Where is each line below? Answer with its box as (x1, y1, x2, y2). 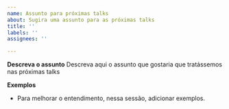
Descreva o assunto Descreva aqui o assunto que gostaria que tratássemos (7, 60, 223, 69)
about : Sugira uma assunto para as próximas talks (7, 16, 155, 23)
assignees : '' (7, 36, 48, 43)
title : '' (7, 23, 36, 29)
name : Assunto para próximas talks (7, 10, 109, 17)
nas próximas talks (7, 68, 60, 76)
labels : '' (7, 29, 38, 36)
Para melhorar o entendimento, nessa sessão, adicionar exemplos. (16, 94, 206, 103)
